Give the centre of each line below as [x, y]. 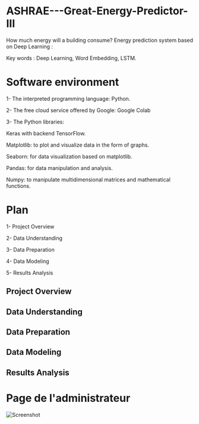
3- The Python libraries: [35, 122]
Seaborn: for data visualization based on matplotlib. [69, 156]
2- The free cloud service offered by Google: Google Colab [78, 110]
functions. [18, 185]
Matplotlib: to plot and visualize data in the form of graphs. [78, 145]
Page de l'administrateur [68, 398]
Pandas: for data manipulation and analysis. [59, 168]
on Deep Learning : [30, 47]
